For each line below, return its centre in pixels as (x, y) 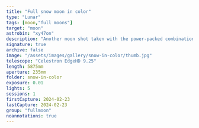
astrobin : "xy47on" (30, 34)
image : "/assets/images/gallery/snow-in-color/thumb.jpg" (79, 55)
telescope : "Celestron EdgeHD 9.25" (51, 61)
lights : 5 (18, 88)
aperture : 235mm (26, 72)
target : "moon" (25, 28)
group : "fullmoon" (29, 110)
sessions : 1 (21, 94)
